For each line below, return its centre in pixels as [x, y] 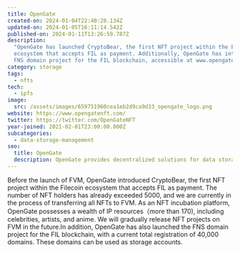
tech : [15, 87]
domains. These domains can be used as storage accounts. [95, 242]
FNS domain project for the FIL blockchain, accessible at [104, 61]
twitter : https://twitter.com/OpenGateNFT [71, 120]
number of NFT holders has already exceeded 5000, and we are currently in [119, 195]
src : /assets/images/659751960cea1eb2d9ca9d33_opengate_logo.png [113, 107]
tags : [15, 73]
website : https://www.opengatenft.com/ [67, 113]
